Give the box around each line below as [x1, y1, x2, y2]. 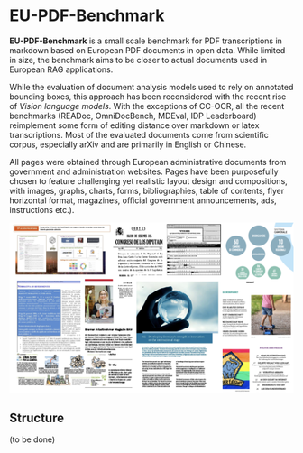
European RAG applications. [9, 64, 114, 75]
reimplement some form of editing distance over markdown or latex [9, 119, 260, 131]
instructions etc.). [9, 204, 75, 215]
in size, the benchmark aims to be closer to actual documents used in [9, 54, 268, 65]
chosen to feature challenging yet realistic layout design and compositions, [9, 175, 289, 186]
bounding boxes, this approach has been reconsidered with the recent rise [9, 91, 287, 102]
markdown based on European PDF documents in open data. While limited [9, 44, 286, 55]
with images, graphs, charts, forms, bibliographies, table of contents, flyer [9, 185, 285, 196]
